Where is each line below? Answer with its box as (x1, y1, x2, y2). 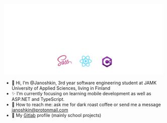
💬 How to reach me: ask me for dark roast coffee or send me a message (11, 102, 161, 108)
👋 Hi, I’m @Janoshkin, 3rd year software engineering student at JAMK (11, 80, 157, 86)
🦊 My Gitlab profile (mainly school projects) (11, 112, 102, 118)
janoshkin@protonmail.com (11, 107, 68, 113)
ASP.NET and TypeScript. (11, 96, 65, 102)
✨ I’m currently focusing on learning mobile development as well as (11, 91, 151, 97)
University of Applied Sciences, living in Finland (11, 85, 111, 91)
